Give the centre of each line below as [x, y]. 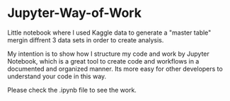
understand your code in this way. [57, 76]
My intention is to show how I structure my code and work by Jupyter [109, 54]
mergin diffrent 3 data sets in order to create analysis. [86, 40]
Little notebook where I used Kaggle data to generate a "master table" [109, 32]
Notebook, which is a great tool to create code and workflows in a [103, 61]
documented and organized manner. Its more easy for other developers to [115, 69]
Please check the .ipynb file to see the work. [72, 90]
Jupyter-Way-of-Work [74, 13]
